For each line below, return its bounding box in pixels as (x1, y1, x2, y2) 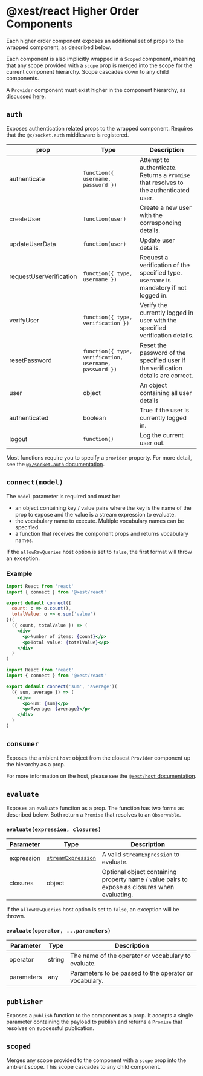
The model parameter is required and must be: (6, 492, 120, 500)
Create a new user (140, 203, 192, 212)
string (48, 956, 65, 964)
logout (9, 434, 28, 443)
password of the (140, 348, 186, 357)
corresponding (140, 218, 182, 227)
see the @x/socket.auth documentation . (6, 460, 105, 468)
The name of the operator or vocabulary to (70, 951, 192, 960)
